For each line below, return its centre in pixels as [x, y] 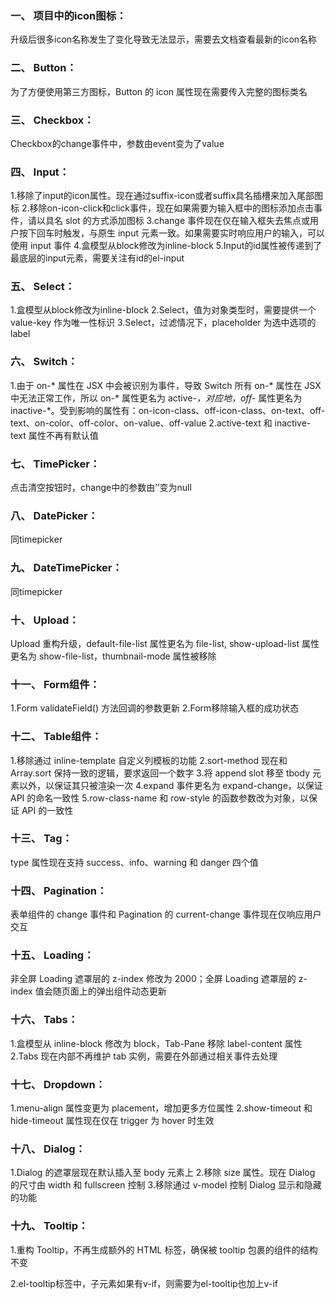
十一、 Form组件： [55, 684]
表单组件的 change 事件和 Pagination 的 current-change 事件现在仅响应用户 [166, 914]
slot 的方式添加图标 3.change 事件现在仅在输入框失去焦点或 [187, 221]
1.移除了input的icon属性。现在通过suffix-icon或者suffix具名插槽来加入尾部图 [167, 196]
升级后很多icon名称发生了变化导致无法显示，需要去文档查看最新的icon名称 [164, 39]
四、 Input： [40, 172]
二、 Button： [43, 68]
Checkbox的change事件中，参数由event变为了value [117, 143]
